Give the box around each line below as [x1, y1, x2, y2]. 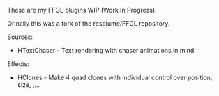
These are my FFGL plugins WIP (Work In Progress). [7, 6, 157, 14]
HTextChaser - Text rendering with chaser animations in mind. [17, 47, 197, 54]
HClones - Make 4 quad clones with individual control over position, [17, 73, 213, 81]
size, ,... [17, 81, 40, 89]
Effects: [7, 60, 29, 68]
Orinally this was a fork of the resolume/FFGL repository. [7, 19, 170, 27]
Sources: [7, 33, 33, 41]
